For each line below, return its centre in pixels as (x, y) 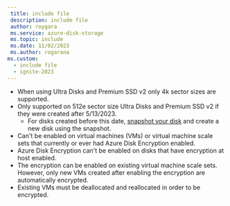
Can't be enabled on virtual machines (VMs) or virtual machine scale (115, 135)
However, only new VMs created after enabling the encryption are (111, 172)
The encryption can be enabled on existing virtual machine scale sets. (117, 165)
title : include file (40, 14)
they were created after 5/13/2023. (67, 113)
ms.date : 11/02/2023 (40, 46)
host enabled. (37, 157)
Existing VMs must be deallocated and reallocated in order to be (109, 187)
